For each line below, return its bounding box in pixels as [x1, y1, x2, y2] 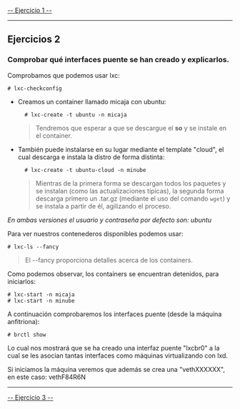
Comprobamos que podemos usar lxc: [7, 71, 120, 79]
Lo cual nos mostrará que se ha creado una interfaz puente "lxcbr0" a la [7, 343, 220, 352]
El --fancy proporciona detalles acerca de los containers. [24, 256, 193, 264]
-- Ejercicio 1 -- [7, 6, 52, 14]
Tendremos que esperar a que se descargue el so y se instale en [35, 123, 227, 132]
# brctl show [7, 331, 46, 338]
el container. [35, 131, 73, 140]
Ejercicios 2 [7, 34, 61, 46]
